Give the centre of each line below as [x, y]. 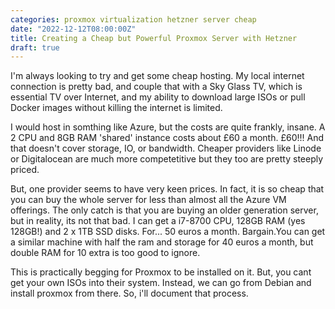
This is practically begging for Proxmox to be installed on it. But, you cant [161, 272]
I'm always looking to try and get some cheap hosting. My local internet [157, 76]
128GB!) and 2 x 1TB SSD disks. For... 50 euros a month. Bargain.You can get [168, 232]
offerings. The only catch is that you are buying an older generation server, [164, 210]
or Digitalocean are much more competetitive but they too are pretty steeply [167, 159]
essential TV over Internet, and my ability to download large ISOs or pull [158, 97]
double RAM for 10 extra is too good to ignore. [105, 253]
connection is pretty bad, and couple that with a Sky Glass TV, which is [156, 87]
